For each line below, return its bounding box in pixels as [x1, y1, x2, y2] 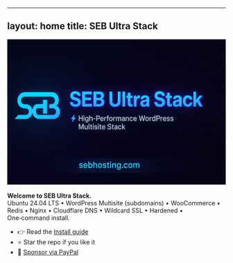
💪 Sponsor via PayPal [17, 248, 78, 257]
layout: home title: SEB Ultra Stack [7, 20, 158, 32]
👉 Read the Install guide [17, 228, 89, 236]
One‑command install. [7, 214, 71, 222]
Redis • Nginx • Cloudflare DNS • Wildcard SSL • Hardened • [7, 206, 184, 215]
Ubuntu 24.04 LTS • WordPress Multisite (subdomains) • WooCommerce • [7, 199, 221, 207]
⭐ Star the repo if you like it [17, 238, 96, 246]
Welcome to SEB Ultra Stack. [7, 192, 92, 200]
